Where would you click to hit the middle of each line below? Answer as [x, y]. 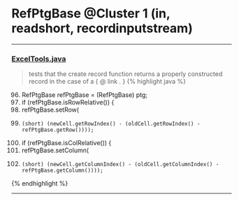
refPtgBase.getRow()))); [58, 130]
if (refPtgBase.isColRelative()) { [66, 143]
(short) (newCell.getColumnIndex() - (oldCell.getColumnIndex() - [120, 165]
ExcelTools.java [39, 59]
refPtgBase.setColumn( [55, 150]
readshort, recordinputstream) [102, 28]
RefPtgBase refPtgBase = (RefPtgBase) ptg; [85, 95]
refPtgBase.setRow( [50, 110]
